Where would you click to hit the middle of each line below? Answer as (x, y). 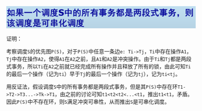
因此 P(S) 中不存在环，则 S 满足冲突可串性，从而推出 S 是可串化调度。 (88, 101)
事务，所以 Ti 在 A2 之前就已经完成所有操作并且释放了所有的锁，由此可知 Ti (101, 66)
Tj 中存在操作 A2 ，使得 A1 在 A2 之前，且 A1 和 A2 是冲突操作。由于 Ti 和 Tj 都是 (94, 59)
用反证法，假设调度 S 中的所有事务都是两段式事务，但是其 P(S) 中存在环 (92, 86)
